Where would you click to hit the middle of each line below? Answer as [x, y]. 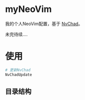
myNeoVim [29, 9]
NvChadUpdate [19, 74]
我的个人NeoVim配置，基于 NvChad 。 [44, 23]
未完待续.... [17, 34]
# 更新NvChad [18, 70]
